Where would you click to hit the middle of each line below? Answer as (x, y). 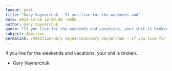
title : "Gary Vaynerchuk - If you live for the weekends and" (73, 15)
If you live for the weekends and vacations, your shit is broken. (71, 53)
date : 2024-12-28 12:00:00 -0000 (41, 19)
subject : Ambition (25, 34)
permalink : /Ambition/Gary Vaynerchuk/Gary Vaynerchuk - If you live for (86, 39)
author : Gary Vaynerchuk (32, 24)
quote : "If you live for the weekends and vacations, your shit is (79, 29)
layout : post (19, 10)
